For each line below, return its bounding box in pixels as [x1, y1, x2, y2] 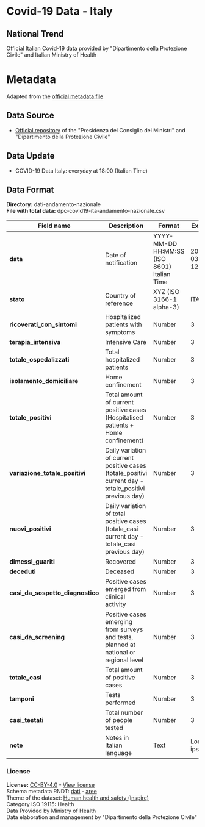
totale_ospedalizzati [9, 356, 70, 364]
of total [104, 509, 126, 518]
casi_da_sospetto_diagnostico [9, 589, 99, 597]
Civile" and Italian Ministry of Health [6, 51, 97, 59]
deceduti [9, 567, 36, 576]
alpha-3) [153, 303, 179, 312]
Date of [104, 251, 126, 260]
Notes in [104, 734, 129, 742]
